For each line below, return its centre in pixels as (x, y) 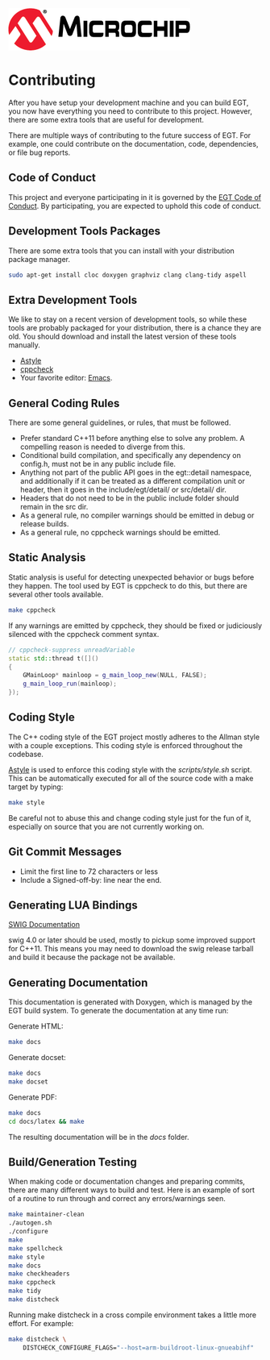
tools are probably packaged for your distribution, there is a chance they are (135, 328)
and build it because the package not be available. (92, 957)
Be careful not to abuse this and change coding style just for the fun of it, (130, 817)
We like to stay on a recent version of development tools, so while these (128, 319)
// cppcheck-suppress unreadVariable (72, 650)
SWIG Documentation (44, 925)
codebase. (26, 754)
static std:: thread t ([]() (54, 658)
